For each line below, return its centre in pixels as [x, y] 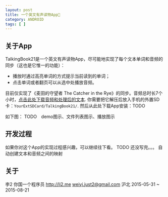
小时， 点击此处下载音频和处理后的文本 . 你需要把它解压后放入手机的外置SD [82, 100]
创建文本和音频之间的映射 [36, 153]
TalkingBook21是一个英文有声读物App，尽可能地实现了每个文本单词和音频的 [84, 59]
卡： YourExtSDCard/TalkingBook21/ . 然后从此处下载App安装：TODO [75, 106]
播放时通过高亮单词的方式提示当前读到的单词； [61, 76]
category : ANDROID [24, 19]
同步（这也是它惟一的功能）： [35, 65]
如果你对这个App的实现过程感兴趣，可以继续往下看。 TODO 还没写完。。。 [81, 147]
